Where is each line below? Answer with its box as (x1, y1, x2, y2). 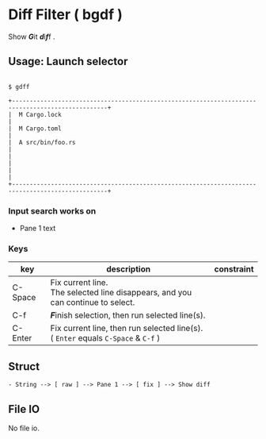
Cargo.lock (25, 110, 62, 118)
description (106, 264, 151, 275)
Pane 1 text (19, 224, 56, 233)
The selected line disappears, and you (50, 287, 192, 298)
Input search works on (8, 205, 97, 216)
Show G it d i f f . (8, 32, 55, 41)
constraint (214, 264, 254, 275)
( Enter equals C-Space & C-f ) (50, 333, 161, 344)
